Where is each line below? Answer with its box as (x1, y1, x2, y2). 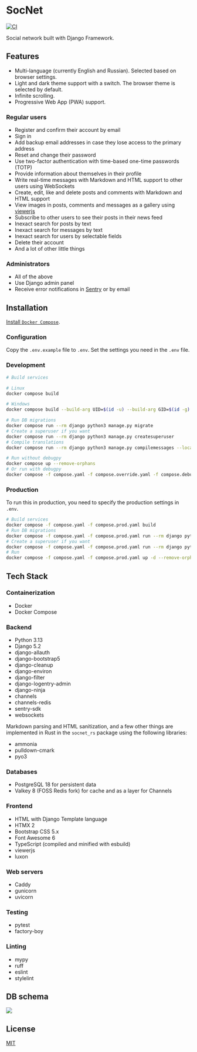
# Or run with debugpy (6, 466, 62, 472)
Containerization (6, 589, 55, 597)
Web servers (6, 867, 43, 875)
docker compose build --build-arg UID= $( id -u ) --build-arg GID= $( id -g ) (6, 407, 191, 412)
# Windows (6, 401, 30, 407)
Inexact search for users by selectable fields (14, 233, 122, 240)
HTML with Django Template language (14, 815, 107, 823)
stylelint (14, 974, 34, 981)
